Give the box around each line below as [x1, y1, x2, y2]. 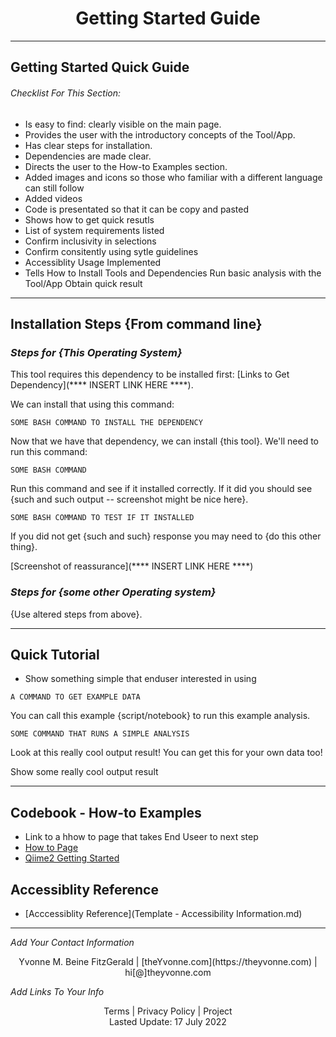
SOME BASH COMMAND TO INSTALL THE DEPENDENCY [10, 418, 203, 428]
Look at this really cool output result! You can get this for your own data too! [10, 747, 323, 759]
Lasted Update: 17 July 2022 [109, 1015, 227, 1027]
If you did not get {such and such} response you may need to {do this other [10, 530, 322, 542]
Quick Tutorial [10, 646, 100, 663]
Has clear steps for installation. [24, 139, 153, 151]
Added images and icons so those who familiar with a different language [24, 171, 323, 183]
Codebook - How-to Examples [10, 804, 202, 821]
